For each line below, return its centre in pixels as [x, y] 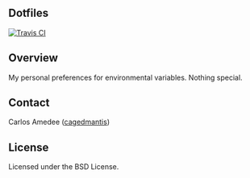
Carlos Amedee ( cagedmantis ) [59, 122]
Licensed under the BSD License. [64, 167]
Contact [29, 103]
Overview [33, 58]
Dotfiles [29, 13]
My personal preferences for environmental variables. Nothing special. [126, 77]
